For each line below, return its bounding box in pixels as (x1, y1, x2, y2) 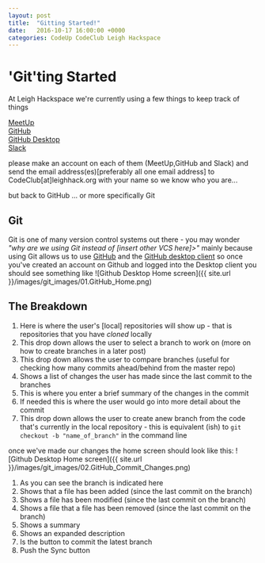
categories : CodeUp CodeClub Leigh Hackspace (8, 33, 161, 42)
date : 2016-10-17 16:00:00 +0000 (8, 26, 126, 34)
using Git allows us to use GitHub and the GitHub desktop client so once (8, 251, 244, 261)
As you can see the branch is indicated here (19, 477, 164, 488)
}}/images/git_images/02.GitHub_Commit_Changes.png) (8, 462, 191, 472)
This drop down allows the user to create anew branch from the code (19, 413, 246, 423)
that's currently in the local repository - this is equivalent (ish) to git (19, 422, 241, 431)
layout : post (8, 11, 51, 20)
